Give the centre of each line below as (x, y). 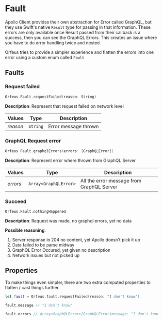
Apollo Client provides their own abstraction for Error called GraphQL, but (78, 22)
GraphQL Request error (33, 141)
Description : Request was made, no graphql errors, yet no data (68, 221)
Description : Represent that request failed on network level (64, 106)
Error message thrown (73, 126)
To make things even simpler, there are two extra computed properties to (78, 282)
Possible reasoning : (25, 230)
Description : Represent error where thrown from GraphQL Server (70, 160)
